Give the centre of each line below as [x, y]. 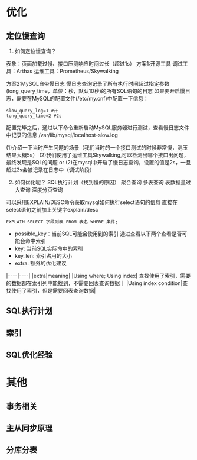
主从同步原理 [29, 428]
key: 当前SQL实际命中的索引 [49, 248]
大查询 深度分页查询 [39, 189]
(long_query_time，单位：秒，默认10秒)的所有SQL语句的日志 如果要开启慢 [96, 91]
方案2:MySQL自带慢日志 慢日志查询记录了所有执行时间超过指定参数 [88, 84]
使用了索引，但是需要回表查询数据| [53, 291]
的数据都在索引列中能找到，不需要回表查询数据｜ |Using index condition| [94, 283]
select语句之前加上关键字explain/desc [52, 210]
